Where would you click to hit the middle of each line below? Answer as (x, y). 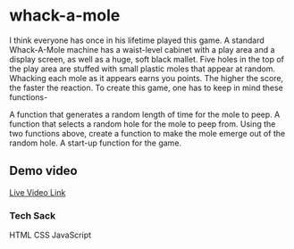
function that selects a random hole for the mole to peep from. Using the (143, 124)
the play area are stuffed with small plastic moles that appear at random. (142, 69)
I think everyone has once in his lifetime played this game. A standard (137, 40)
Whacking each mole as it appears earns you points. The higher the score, (147, 78)
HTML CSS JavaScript (50, 235)
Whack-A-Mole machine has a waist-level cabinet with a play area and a (142, 49)
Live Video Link (38, 192)
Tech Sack (33, 215)
